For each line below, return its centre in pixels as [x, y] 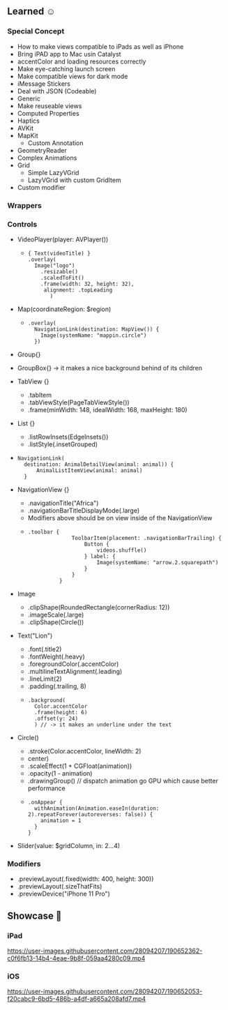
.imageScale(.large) [56, 615]
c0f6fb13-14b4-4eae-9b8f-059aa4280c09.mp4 [76, 958]
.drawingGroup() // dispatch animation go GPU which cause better [123, 781]
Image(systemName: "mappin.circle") [94, 335]
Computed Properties [48, 113]
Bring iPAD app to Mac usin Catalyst [69, 54]
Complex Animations [47, 158]
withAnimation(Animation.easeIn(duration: [97, 808]
